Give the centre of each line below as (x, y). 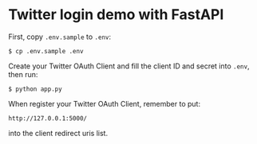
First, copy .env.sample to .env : (60, 37)
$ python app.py (35, 89)
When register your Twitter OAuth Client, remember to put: (105, 103)
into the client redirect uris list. (58, 133)
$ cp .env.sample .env (46, 51)
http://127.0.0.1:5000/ (48, 118)
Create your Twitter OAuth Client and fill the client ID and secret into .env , (129, 66)
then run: (23, 74)
